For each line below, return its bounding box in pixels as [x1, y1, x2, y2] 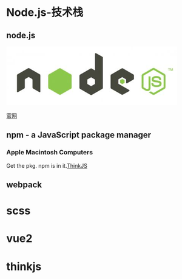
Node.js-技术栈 [6, 5, 84, 19]
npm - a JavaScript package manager [6, 130, 152, 140]
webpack [6, 180, 42, 190]
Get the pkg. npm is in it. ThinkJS [6, 162, 88, 169]
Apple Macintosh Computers [6, 148, 93, 157]
